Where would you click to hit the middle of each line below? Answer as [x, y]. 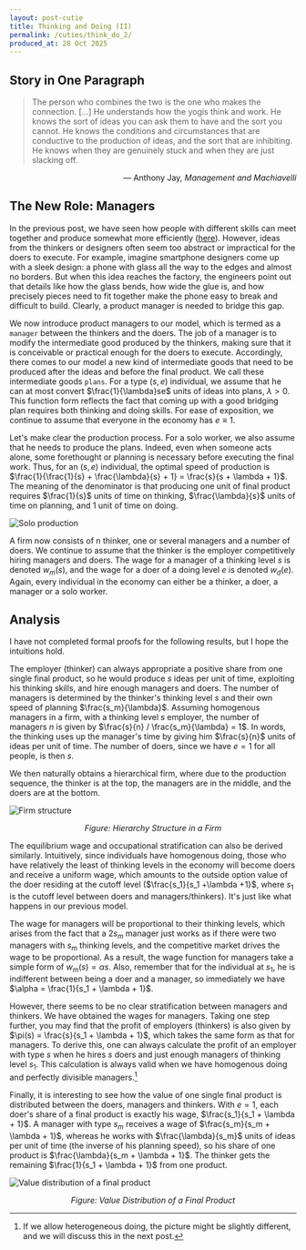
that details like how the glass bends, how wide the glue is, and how [137, 286]
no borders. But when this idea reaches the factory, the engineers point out [150, 276]
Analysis [35, 620]
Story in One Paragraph [77, 80]
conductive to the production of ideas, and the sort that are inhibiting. [162, 141]
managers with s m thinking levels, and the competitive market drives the [145, 946]
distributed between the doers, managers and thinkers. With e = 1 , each [144, 1105]
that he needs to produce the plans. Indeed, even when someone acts [141, 447]
